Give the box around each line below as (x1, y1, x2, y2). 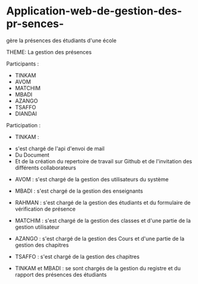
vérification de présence (14, 205, 76, 213)
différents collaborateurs (14, 164, 76, 171)
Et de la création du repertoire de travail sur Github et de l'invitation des (14, 157, 193, 165)
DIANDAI (14, 110, 37, 117)
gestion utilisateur (14, 223, 60, 231)
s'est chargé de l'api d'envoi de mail (14, 145, 105, 152)
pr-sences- (6, 17, 64, 31)
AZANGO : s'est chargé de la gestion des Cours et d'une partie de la (14, 235, 185, 242)
